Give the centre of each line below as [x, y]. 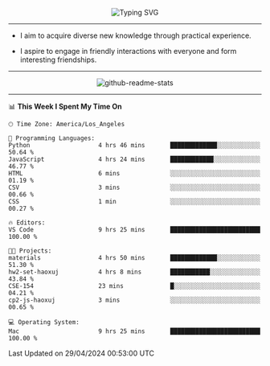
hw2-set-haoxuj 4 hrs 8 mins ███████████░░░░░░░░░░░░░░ [135, 272]
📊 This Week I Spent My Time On [65, 106]
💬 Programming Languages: [51, 138]
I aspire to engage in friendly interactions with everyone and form [128, 51]
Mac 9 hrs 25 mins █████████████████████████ [135, 331]
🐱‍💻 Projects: [30, 251]
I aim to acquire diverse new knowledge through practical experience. [135, 35]
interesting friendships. [58, 60]
